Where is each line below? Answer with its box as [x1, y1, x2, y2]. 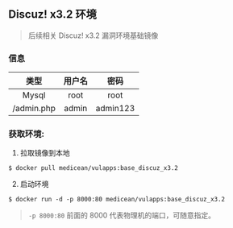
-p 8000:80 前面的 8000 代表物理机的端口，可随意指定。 [27, 210, 216, 220]
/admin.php [12, 103, 56, 114]
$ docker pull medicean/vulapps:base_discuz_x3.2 [8, 164, 179, 172]
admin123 [95, 103, 135, 114]
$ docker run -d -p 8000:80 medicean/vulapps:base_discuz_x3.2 [8, 196, 226, 204]
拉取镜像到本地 [19, 148, 70, 158]
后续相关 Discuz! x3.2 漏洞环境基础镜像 [27, 31, 159, 40]
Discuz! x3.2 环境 [8, 7, 97, 22]
